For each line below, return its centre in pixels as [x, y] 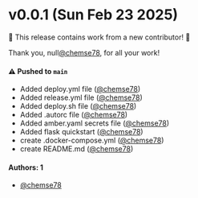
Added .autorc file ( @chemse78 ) [74, 115]
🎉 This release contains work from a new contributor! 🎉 [99, 37]
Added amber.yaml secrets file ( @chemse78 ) [95, 123]
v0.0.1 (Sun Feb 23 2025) [93, 15]
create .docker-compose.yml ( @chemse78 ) [92, 140]
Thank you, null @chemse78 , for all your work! [84, 52]
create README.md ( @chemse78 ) [77, 149]
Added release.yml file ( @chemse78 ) [81, 97]
